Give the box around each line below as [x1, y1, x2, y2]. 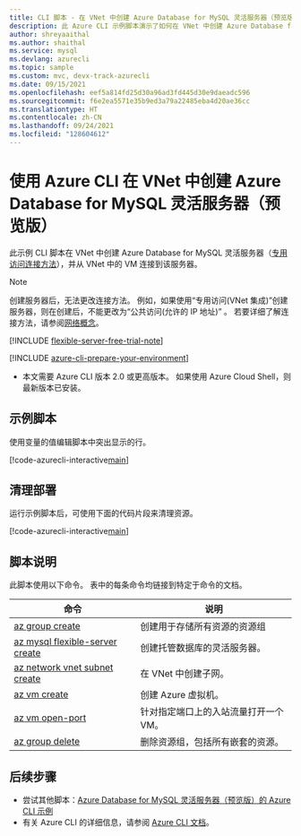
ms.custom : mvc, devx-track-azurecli [9, 72, 150, 81]
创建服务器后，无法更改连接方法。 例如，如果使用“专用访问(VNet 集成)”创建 [9, 295, 288, 306]
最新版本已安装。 [21, 382, 86, 392]
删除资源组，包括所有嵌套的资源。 [140, 736, 284, 748]
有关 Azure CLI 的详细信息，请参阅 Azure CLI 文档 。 [21, 817, 214, 828]
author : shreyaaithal [9, 30, 90, 39]
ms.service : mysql [9, 47, 78, 56]
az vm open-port [13, 711, 87, 724]
